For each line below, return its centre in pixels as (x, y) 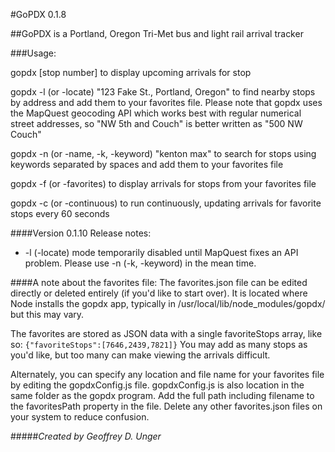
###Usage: (33, 53)
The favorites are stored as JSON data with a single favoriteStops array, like (166, 333)
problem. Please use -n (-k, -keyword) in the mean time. (140, 263)
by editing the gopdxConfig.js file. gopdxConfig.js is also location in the (157, 385)
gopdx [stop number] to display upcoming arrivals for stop (131, 72)
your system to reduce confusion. (80, 417)
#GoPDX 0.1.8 (38, 14)
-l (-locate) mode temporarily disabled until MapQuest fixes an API (161, 252)
